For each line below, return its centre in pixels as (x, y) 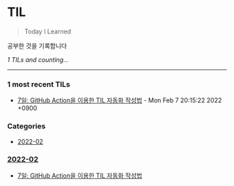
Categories (26, 126)
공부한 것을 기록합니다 (37, 45)
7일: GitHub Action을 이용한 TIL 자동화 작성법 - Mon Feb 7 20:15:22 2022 (119, 100)
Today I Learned (48, 31)
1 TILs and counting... (38, 59)
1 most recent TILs (39, 84)
